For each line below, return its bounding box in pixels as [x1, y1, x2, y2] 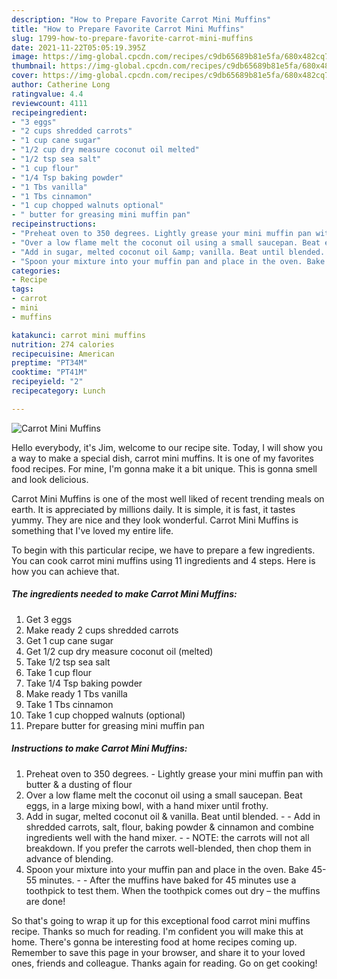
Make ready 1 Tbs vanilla [25, 687, 128, 700]
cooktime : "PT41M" [11, 367, 88, 378]
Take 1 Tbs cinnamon [25, 698, 114, 710]
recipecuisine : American [11, 349, 115, 359]
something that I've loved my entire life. [11, 524, 174, 536]
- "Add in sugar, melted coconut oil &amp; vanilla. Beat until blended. [11, 247, 326, 257]
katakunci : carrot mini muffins [11, 330, 146, 340]
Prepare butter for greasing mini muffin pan [25, 719, 205, 731]
